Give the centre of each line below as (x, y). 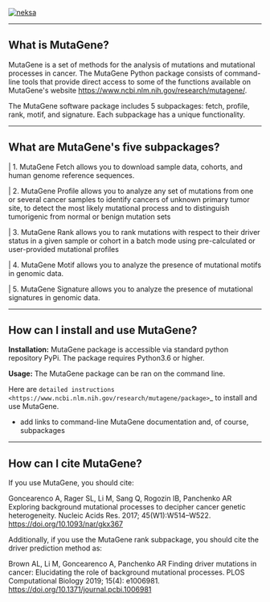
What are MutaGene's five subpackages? (114, 148)
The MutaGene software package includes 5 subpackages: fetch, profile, (129, 105)
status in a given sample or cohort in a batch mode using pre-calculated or (132, 241)
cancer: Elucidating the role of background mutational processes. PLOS (127, 572)
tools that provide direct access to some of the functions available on (137, 81)
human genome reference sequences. (72, 175)
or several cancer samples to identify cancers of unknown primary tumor (129, 199)
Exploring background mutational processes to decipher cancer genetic (127, 507)
